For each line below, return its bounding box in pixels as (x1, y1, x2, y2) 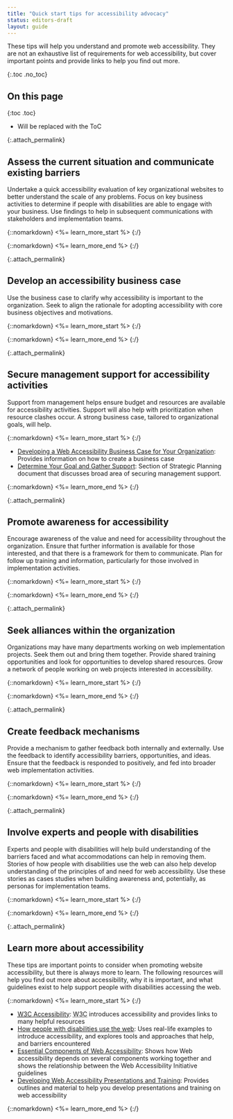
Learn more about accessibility (7, 942, 144, 954)
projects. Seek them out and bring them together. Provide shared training (7, 650, 216, 659)
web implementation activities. (7, 766, 95, 775)
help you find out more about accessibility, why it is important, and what (7, 975, 213, 984)
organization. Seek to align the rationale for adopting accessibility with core (7, 301, 223, 309)
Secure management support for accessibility (7, 369, 210, 380)
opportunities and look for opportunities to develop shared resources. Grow (7, 657, 223, 666)
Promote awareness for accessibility (7, 516, 169, 528)
